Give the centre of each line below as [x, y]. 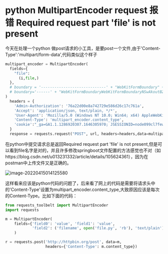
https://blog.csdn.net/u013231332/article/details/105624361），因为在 [77, 156]
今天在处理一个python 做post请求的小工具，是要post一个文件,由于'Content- [83, 48]
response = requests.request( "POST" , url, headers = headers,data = [79, 134]
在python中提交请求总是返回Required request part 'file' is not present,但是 [81, 144]
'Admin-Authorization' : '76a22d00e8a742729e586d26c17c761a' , [79, 106]
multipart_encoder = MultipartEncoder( [47, 64]
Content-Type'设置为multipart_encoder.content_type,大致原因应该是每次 [85, 189]
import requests [22, 210]
